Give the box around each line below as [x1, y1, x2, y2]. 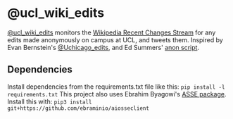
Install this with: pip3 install [7, 97, 92, 106]
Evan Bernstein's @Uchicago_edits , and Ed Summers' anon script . [7, 43, 199, 51]
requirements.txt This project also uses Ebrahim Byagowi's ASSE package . [7, 89, 227, 98]
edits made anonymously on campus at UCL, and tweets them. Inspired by [7, 35, 223, 44]
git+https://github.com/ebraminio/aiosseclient [7, 104, 150, 112]
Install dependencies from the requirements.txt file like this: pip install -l [7, 82, 225, 91]
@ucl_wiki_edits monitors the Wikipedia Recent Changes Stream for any [7, 28, 216, 37]
